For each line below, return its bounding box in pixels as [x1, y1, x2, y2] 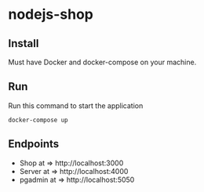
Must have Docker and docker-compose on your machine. [8, 57, 197, 67]
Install [8, 37, 39, 50]
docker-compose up [8, 116, 68, 124]
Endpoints [8, 137, 60, 150]
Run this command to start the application [8, 100, 144, 110]
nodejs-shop [8, 5, 94, 24]
